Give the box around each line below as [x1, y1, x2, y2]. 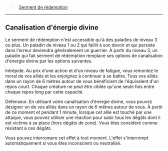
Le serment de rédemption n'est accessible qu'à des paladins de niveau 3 [5, 36, 157, 42]
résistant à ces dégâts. [5, 125, 52, 131]
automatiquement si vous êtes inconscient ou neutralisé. [5, 140, 121, 146]
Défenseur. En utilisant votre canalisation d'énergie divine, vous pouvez [5, 98, 152, 104]
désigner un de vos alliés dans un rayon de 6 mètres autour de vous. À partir [5, 103, 163, 109]
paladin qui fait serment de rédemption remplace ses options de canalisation [5, 52, 163, 58]
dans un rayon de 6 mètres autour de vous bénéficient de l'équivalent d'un [5, 78, 159, 84]
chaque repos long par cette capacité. [5, 88, 84, 94]
